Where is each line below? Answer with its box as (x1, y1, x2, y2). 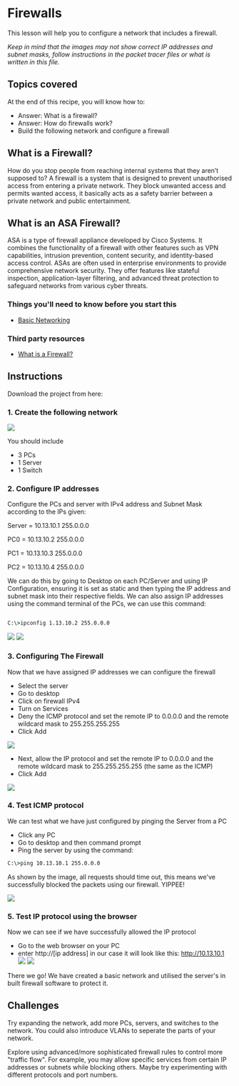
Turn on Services (17, 704, 68, 712)
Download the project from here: (7, 389, 103, 398)
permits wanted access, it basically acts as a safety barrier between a (7, 189, 213, 197)
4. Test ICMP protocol (7, 800, 84, 810)
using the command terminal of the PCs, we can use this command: (7, 599, 207, 608)
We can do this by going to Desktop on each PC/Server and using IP (7, 577, 208, 585)
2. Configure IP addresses (7, 484, 100, 494)
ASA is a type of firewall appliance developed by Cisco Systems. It (7, 236, 203, 244)
